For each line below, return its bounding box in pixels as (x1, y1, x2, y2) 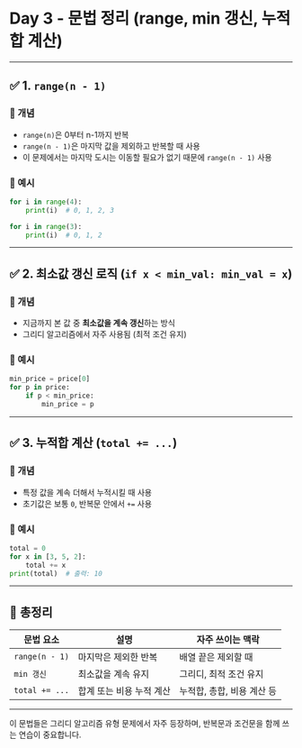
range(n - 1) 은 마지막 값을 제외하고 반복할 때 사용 (22, 141, 200, 151)
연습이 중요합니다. (18, 729, 82, 740)
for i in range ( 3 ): (9, 222, 83, 231)
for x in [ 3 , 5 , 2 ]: (9, 552, 87, 561)
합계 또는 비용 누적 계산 (77, 685, 171, 698)
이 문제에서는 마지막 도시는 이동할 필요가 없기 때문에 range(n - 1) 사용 (22, 151, 272, 162)
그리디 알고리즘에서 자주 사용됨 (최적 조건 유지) (22, 329, 187, 340)
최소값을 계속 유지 (77, 668, 150, 680)
